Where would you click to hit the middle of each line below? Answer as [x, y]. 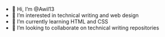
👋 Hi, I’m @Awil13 [33, 9]
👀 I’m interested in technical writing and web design [75, 15]
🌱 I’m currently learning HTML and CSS [60, 21]
